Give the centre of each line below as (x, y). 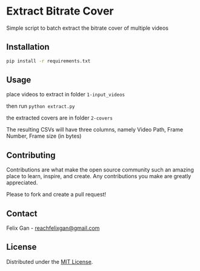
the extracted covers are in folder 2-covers (60, 118)
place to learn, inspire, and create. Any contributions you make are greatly (99, 176)
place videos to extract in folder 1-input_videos (66, 95)
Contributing (31, 155)
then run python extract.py (41, 106)
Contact (22, 213)
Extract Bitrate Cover (60, 11)
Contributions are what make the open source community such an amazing (100, 170)
